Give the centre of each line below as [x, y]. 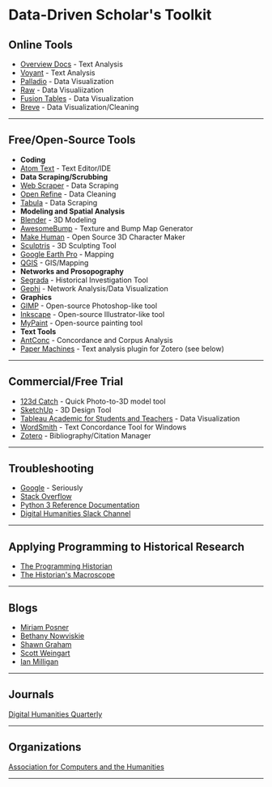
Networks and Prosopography [72, 271]
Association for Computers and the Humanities [86, 767]
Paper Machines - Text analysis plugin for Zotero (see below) [122, 349]
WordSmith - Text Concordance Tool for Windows [103, 427]
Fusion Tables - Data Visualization [76, 98]
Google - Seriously [51, 488]
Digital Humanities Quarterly [55, 714]
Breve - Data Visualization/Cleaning [79, 107]
